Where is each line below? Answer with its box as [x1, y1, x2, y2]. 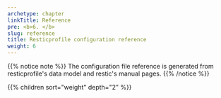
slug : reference [7, 29, 55, 37]
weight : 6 [7, 43, 37, 50]
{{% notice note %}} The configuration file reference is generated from [7, 62, 214, 70]
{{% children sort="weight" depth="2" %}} [7, 83, 132, 91]
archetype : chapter [7, 10, 65, 17]
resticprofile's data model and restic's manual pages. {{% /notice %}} [7, 69, 210, 78]
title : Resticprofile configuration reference [7, 36, 147, 43]
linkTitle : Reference [7, 17, 71, 24]
